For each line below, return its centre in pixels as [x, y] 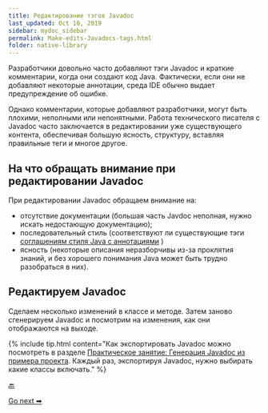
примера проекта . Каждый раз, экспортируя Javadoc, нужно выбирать [131, 360]
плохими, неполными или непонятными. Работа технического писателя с [134, 118]
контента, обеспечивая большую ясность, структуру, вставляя [116, 135]
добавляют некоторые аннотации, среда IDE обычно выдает [112, 86]
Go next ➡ [25, 400]
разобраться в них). [54, 267]
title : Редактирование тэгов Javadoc [71, 16]
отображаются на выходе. [53, 328]
